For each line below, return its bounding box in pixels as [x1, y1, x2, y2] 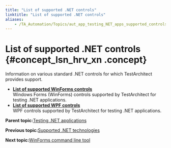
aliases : [5, 17, 24, 22]
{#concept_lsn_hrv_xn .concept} [5, 54, 147, 66]
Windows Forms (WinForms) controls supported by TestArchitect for [12, 92, 157, 98]
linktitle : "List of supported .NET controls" [5, 12, 106, 17]
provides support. [5, 77, 43, 83]
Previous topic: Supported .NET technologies [5, 127, 100, 133]
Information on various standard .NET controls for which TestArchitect [5, 71, 153, 77]
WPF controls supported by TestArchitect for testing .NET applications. [12, 107, 162, 114]
